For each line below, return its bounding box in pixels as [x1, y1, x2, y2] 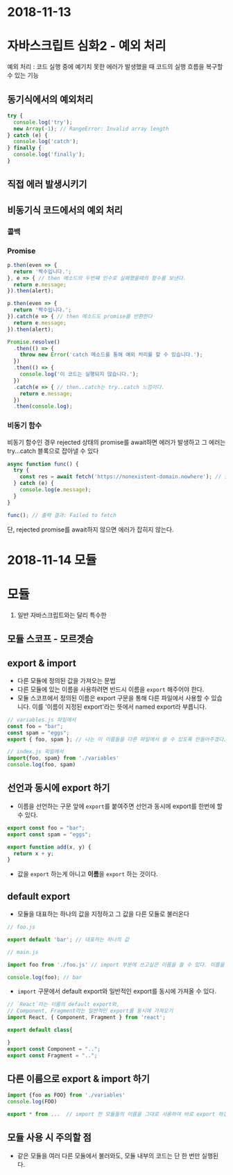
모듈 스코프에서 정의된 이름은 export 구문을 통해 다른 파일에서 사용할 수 [17, 693, 210, 702]
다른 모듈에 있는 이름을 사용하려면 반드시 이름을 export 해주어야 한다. [17, 685, 205, 693]
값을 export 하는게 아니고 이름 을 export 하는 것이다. [17, 870, 158, 878]
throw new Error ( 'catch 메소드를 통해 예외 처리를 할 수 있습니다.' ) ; [19, 352, 203, 359]
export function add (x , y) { [7, 844, 92, 851]
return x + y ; [13, 850, 54, 857]
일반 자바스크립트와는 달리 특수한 [17, 611, 107, 619]
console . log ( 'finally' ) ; [13, 151, 85, 158]
